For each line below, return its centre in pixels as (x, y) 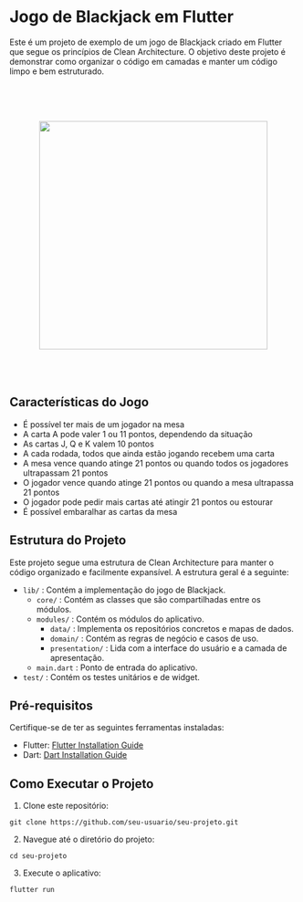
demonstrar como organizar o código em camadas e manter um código (144, 61)
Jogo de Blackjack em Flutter (122, 17)
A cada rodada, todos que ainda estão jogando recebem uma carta (149, 453)
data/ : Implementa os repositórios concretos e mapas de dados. (172, 628)
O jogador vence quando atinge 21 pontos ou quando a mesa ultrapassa (158, 482)
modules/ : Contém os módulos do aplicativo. (120, 619)
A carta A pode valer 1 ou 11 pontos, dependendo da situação (137, 434)
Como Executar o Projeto (82, 784)
